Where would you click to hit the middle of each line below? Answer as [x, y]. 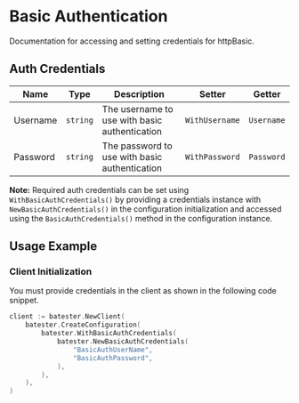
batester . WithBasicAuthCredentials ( [109, 334]
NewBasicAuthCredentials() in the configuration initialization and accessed [145, 209]
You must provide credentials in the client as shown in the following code [143, 291]
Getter [267, 93]
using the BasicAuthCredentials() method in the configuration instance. [141, 218]
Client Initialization [51, 271]
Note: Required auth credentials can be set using [99, 189]
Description [139, 93]
